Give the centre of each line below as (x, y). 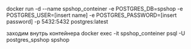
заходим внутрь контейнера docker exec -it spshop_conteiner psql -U (96, 33)
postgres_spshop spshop (38, 40)
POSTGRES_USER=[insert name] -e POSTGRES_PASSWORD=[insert (92, 15)
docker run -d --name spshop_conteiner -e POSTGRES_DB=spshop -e (95, 9)
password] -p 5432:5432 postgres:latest (57, 21)
